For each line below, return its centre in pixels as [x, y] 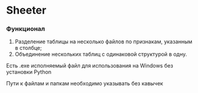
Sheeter [26, 10]
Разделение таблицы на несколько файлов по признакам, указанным [103, 41]
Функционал [26, 29]
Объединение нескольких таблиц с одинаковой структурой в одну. [101, 54]
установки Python [29, 72]
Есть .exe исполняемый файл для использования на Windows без [90, 66]
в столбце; [28, 48]
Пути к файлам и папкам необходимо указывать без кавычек [85, 84]
